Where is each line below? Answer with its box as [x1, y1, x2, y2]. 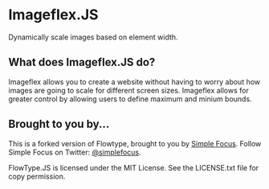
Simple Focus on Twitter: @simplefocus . [8, 147, 142, 157]
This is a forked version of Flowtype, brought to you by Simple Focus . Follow [8, 138, 262, 148]
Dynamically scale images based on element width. [8, 32, 178, 42]
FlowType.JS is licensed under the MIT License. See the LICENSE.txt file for [8, 162, 259, 172]
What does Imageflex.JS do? [8, 55, 156, 69]
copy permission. [8, 171, 66, 181]
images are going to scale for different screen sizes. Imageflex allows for [8, 85, 249, 95]
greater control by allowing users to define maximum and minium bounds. [8, 94, 252, 104]
